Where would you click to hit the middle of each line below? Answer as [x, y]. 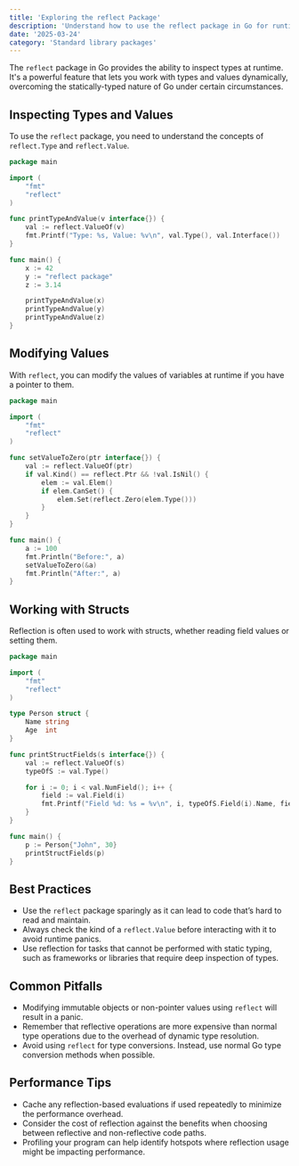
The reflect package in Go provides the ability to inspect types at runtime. [146, 68]
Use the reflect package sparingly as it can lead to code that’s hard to [152, 911]
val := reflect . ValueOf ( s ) [75, 763]
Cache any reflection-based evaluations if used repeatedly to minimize [152, 1104]
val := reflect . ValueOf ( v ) [75, 227]
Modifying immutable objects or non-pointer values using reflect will [149, 1007]
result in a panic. [53, 1017]
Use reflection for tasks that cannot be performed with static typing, [147, 948]
